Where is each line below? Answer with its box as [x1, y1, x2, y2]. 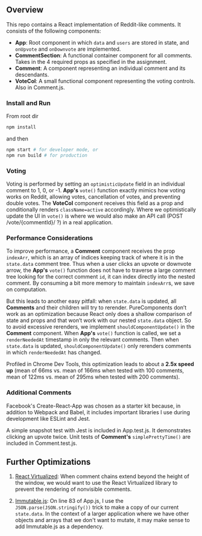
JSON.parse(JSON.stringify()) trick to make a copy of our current [14, 503, 179, 511]
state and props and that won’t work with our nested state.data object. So [6, 317, 191, 324]
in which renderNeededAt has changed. [6, 349, 102, 356]
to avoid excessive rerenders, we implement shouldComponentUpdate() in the [6, 323, 195, 330]
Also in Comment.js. [14, 84, 65, 91]
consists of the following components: [6, 27, 101, 34]
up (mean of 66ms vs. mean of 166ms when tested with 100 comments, [6, 367, 185, 374]
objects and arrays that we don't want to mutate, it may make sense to [14, 517, 190, 524]
